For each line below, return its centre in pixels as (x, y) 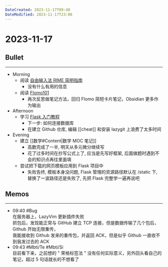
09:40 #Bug (25, 211)
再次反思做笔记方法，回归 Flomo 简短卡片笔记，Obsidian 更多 (91, 99)
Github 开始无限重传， (35, 229)
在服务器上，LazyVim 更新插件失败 (48, 217)
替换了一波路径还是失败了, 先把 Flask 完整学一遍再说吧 (83, 178)
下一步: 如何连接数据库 (50, 123)
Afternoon (23, 111)
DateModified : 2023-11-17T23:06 (39, 14)
